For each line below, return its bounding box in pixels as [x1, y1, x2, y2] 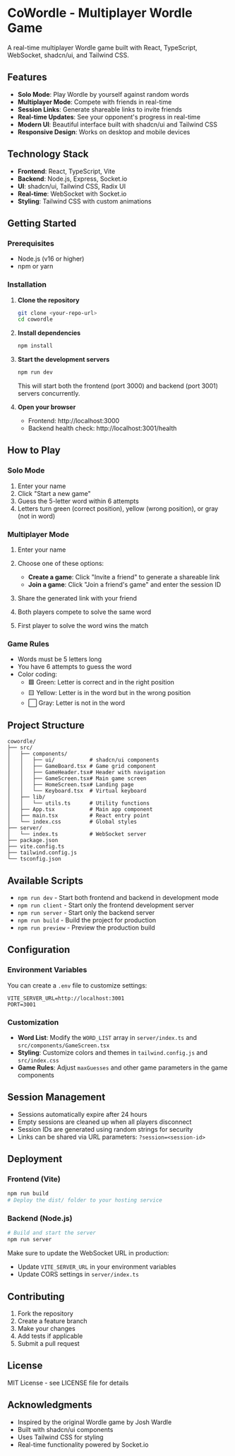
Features [7, 71, 47, 83]
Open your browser [17, 403, 76, 411]
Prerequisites [7, 238, 54, 248]
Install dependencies [17, 329, 81, 337]
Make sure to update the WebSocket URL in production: [7, 1249, 169, 1257]
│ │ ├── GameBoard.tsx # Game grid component [7, 763, 157, 770]
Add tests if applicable [17, 1332, 83, 1340]
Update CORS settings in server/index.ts [17, 1270, 139, 1279]
